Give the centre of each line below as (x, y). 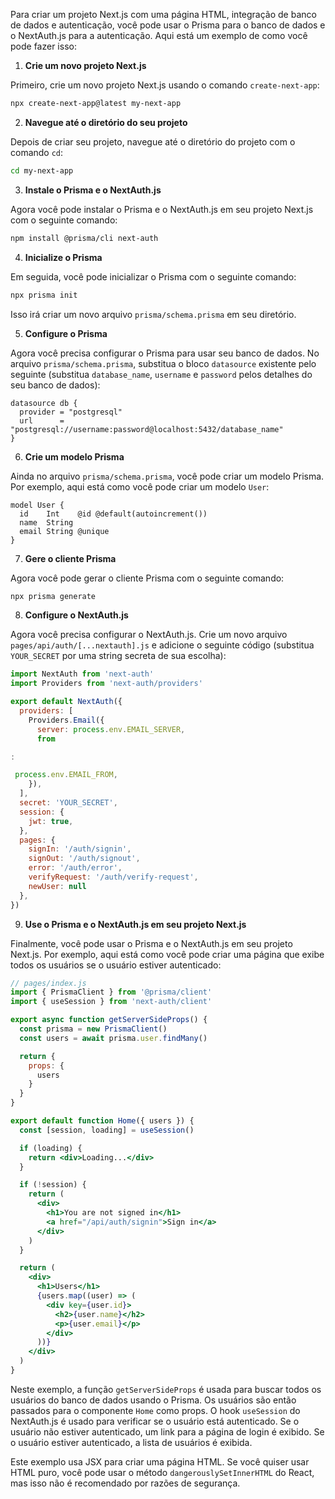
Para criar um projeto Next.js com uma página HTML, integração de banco (163, 14)
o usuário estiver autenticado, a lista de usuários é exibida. (131, 1442)
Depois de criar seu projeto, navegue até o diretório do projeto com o (153, 141)
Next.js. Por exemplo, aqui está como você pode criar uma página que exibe (167, 954)
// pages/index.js (48, 983)
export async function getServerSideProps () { (109, 1020)
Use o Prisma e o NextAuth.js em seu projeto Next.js (135, 924)
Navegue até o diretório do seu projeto (106, 122)
